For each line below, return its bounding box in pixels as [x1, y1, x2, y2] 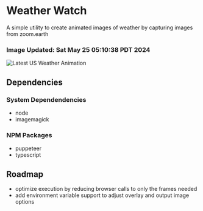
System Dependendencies [6, 95, 87, 104]
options [15, 198, 35, 206]
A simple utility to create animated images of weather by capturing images [6, 24, 193, 31]
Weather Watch [6, 4, 87, 18]
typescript [15, 151, 41, 159]
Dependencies [6, 77, 63, 87]
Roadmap [6, 169, 44, 179]
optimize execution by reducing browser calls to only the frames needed [15, 185, 198, 193]
